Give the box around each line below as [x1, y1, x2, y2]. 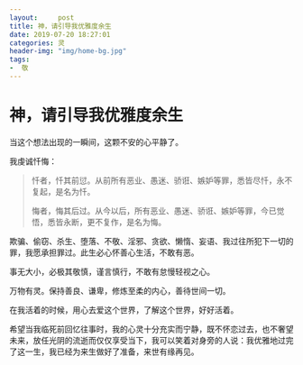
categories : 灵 [9, 38, 65, 48]
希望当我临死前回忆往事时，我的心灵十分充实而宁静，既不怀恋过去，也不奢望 [9, 324, 294, 334]
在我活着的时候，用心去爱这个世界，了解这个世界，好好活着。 [9, 304, 239, 315]
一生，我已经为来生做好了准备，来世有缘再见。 [24, 346, 199, 357]
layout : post [9, 13, 75, 23]
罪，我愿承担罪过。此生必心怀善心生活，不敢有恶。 [9, 247, 199, 258]
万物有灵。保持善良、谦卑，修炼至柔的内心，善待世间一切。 [9, 285, 231, 296]
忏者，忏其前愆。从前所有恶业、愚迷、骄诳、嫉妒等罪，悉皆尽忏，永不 [31, 175, 293, 186]
